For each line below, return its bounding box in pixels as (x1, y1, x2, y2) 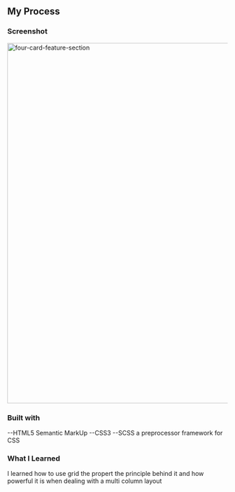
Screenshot (7, 27, 48, 36)
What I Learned (7, 454, 61, 463)
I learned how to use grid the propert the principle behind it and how (7, 470, 204, 478)
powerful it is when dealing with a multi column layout (7, 477, 162, 485)
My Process (7, 6, 61, 17)
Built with (7, 412, 41, 422)
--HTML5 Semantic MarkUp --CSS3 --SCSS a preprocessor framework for (7, 428, 223, 437)
